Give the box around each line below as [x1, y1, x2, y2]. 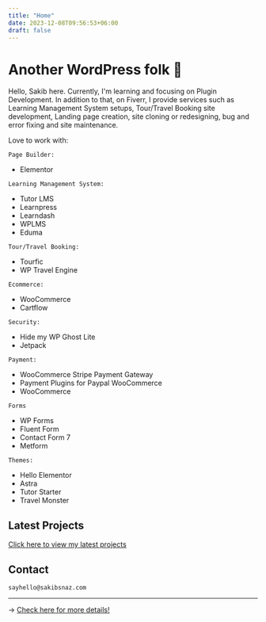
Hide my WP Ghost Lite [19, 332, 96, 342]
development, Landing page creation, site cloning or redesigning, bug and [8, 112, 249, 121]
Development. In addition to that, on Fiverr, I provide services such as [8, 95, 235, 105]
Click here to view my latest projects [8, 540, 127, 549]
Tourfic [19, 257, 44, 266]
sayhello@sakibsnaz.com [8, 583, 87, 591]
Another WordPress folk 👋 [8, 60, 183, 78]
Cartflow [19, 303, 48, 313]
